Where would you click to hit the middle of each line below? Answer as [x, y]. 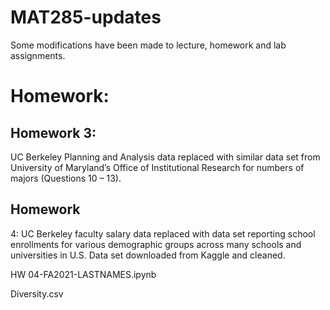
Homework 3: [53, 132]
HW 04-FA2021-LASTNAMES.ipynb [83, 274]
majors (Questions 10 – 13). [66, 178]
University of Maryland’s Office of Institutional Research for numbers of [157, 167]
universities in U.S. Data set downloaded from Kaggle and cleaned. [148, 255]
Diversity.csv [37, 293]
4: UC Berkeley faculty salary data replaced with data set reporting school [163, 233]
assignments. [38, 55]
